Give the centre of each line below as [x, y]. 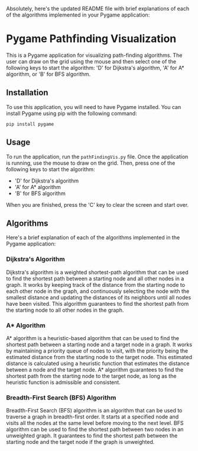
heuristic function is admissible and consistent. [64, 382]
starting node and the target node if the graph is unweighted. [80, 442]
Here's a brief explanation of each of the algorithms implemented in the [93, 238]
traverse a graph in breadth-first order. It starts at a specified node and [92, 417]
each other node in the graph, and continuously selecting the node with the [98, 291]
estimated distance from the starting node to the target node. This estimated [99, 357]
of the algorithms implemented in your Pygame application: [78, 15]
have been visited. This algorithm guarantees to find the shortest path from [98, 303]
